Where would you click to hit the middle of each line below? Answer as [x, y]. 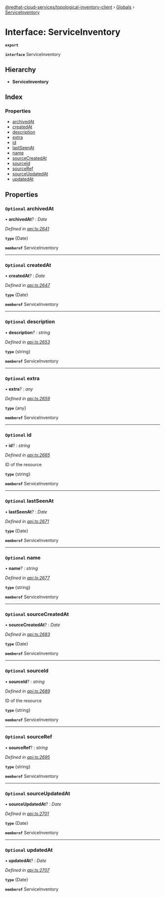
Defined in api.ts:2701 [27, 814]
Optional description [30, 322]
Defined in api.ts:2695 [27, 757]
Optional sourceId [27, 671]
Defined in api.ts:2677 [27, 578]
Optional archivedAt [29, 208]
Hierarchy [21, 70]
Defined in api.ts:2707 [27, 870]
